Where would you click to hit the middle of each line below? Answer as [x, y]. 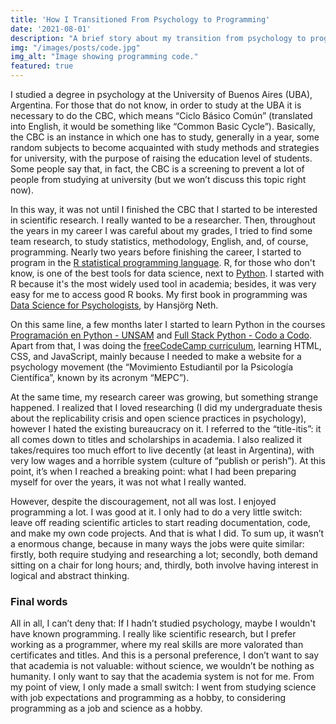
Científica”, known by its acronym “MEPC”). [100, 377]
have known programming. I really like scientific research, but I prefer [153, 634]
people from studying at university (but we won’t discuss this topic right [158, 179]
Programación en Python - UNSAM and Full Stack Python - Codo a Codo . [161, 335]
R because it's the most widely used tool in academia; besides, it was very [163, 284]
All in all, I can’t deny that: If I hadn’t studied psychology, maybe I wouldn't [163, 623]
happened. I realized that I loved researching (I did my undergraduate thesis [166, 407]
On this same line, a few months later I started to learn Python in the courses [168, 324]
